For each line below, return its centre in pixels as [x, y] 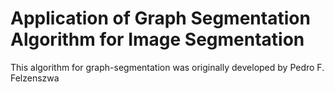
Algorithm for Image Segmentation [157, 39]
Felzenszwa [35, 78]
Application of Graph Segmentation [160, 18]
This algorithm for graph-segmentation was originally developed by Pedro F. [167, 67]
